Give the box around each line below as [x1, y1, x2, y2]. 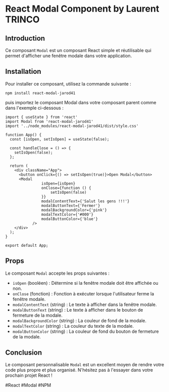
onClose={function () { [41, 185, 92, 190]
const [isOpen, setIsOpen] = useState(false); [10, 137, 109, 142]
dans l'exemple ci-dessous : [5, 105, 64, 111]
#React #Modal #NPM [5, 382, 51, 388]
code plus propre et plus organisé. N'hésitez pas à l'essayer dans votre [5, 367, 153, 373]
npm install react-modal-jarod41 [5, 91, 76, 96]
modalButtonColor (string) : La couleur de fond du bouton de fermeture [12, 328, 159, 334]
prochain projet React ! [5, 372, 53, 378]
